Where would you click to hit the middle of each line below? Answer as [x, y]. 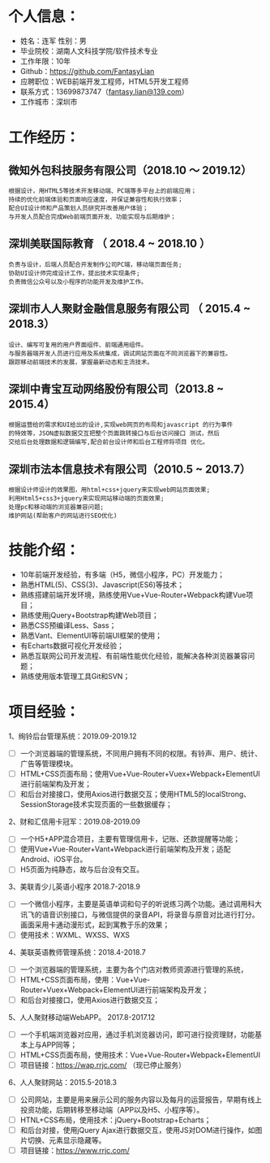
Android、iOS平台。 [54, 860]
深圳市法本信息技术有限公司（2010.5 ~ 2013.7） [130, 469]
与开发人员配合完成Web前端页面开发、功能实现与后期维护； [92, 216]
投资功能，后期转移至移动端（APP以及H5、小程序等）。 [112, 1110]
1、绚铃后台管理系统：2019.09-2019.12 [73, 736]
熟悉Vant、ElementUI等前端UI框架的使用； [91, 636]
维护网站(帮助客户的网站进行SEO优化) [63, 516]
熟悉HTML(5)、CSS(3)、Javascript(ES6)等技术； [102, 585]
